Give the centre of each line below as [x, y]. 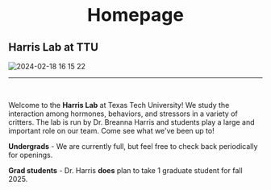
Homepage [135, 15]
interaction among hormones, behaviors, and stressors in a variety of [123, 114]
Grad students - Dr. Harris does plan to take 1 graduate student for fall [126, 171]
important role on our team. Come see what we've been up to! [112, 131]
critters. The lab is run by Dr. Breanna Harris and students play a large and [131, 122]
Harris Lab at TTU [54, 47]
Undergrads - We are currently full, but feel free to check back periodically [133, 147]
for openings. [31, 155]
